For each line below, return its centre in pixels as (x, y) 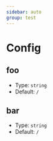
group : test (21, 18)
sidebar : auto (24, 12)
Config (23, 48)
